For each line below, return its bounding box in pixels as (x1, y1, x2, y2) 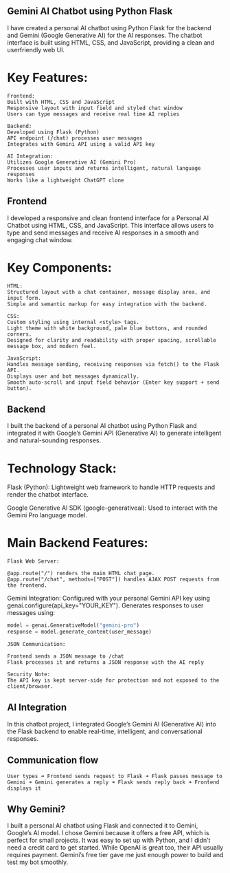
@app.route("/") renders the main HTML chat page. (7, 570, 155, 577)
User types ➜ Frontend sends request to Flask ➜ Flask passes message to (7, 773, 223, 779)
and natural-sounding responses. (7, 436, 102, 444)
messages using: (7, 609, 56, 617)
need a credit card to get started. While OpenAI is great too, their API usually (7, 843, 224, 852)
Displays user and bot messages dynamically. (7, 373, 139, 380)
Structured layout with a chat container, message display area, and (7, 288, 211, 295)
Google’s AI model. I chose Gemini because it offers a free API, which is (7, 829, 209, 837)
